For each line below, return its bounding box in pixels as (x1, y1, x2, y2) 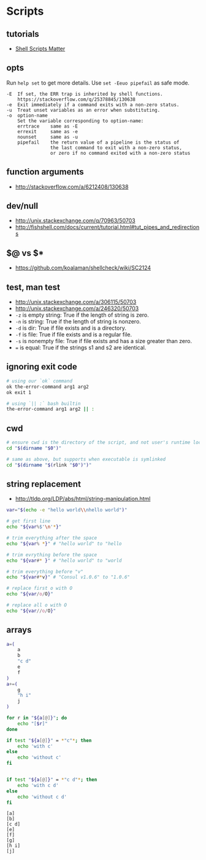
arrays (6, 625, 32, 635)
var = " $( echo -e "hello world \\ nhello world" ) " (6, 507, 128, 513)
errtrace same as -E (17, 123, 78, 130)
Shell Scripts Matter (15, 45, 66, 52)
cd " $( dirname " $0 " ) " (6, 445, 62, 451)
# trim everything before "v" (6, 568, 84, 575)
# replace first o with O (6, 585, 72, 592)
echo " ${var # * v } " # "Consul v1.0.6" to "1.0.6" (6, 574, 131, 581)
